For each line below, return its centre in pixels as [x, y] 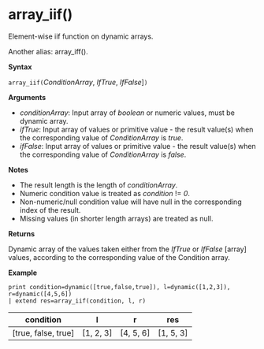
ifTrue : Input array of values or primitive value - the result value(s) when [136, 129]
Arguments [27, 97]
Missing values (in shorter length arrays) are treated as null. [116, 218]
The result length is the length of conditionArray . [99, 185]
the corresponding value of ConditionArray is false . [103, 154]
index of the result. [50, 210]
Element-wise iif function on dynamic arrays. [81, 36]
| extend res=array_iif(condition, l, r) [77, 301]
